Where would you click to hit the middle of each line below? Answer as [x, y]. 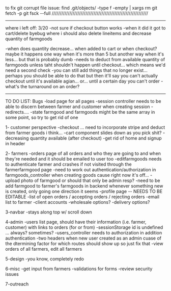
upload [13, 180]
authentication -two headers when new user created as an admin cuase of [83, 238]
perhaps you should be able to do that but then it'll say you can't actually [82, 76]
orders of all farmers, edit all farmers [44, 249]
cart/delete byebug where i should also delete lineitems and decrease [78, 33]
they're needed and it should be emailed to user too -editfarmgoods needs [83, 159]
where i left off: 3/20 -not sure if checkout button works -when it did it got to [85, 28]
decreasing [17, 138]
